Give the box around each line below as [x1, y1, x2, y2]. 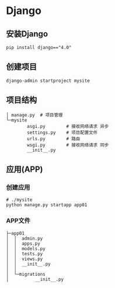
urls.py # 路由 [27, 136, 81, 141]
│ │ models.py [6, 245, 46, 252]
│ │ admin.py [6, 235, 43, 241]
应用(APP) [6, 165, 43, 175]
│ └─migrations [6, 271, 46, 277]
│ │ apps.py [6, 241, 41, 247]
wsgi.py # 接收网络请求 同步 [27, 142, 109, 148]
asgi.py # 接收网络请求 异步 [27, 123, 109, 129]
